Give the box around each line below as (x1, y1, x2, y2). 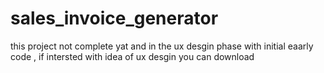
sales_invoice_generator (10, 7, 219, 30)
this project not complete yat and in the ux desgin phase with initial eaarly (10, 40, 314, 52)
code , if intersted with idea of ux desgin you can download (10, 50, 255, 62)
